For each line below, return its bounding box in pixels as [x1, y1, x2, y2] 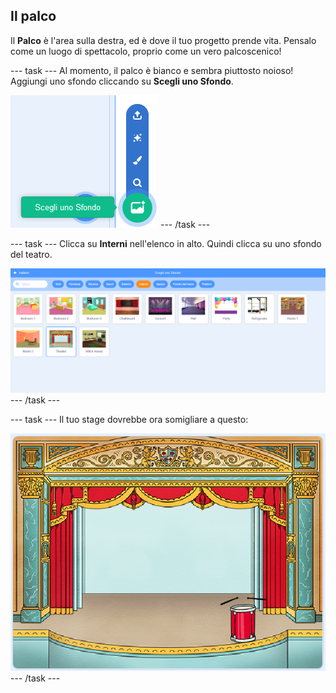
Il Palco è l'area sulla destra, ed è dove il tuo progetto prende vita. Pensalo [10, 34, 317, 46]
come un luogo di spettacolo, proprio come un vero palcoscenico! [10, 45, 282, 57]
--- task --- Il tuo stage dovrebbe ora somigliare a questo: [10, 414, 249, 426]
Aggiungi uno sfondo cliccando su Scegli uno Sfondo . [10, 75, 234, 87]
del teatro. [10, 248, 53, 260]
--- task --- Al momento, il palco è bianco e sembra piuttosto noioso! [10, 64, 294, 76]
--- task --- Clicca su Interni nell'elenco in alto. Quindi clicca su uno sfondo [10, 237, 322, 249]
